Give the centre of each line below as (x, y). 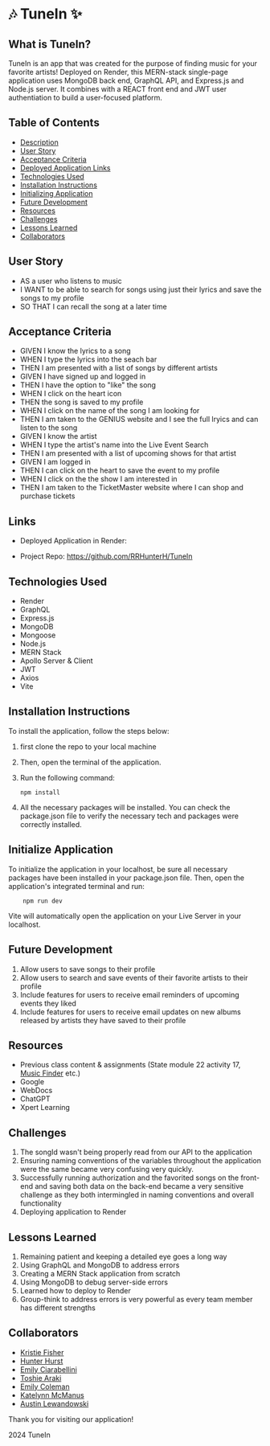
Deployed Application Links (65, 168)
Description (39, 142)
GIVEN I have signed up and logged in (83, 377)
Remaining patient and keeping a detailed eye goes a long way (123, 1256)
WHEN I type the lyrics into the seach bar (88, 359)
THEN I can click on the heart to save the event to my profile (120, 470)
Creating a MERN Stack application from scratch (100, 1273)
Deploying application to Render (73, 1212)
